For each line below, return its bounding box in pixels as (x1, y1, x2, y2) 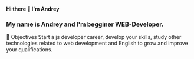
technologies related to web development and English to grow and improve (6, 40, 188, 47)
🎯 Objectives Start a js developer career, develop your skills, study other (6, 33, 182, 40)
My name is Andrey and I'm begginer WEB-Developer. (6, 20, 164, 28)
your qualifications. (6, 45, 53, 53)
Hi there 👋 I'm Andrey (6, 5, 60, 12)
